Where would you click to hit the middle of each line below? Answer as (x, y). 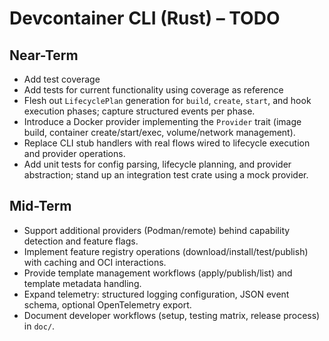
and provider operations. (74, 153)
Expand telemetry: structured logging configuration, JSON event (156, 294)
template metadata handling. (82, 283)
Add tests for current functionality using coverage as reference (153, 90)
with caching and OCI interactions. (95, 262)
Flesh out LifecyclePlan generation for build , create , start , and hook (167, 100)
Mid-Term (40, 206)
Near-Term (44, 55)
